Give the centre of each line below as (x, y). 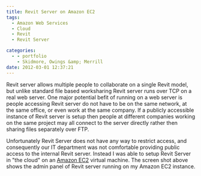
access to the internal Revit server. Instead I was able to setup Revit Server (98, 153)
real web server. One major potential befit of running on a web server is (94, 97)
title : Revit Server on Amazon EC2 (51, 12)
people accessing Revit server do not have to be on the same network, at (97, 103)
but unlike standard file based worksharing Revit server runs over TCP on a (99, 91)
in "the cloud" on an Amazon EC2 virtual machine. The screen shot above (97, 160)
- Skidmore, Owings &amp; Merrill (60, 62)
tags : (13, 17)
